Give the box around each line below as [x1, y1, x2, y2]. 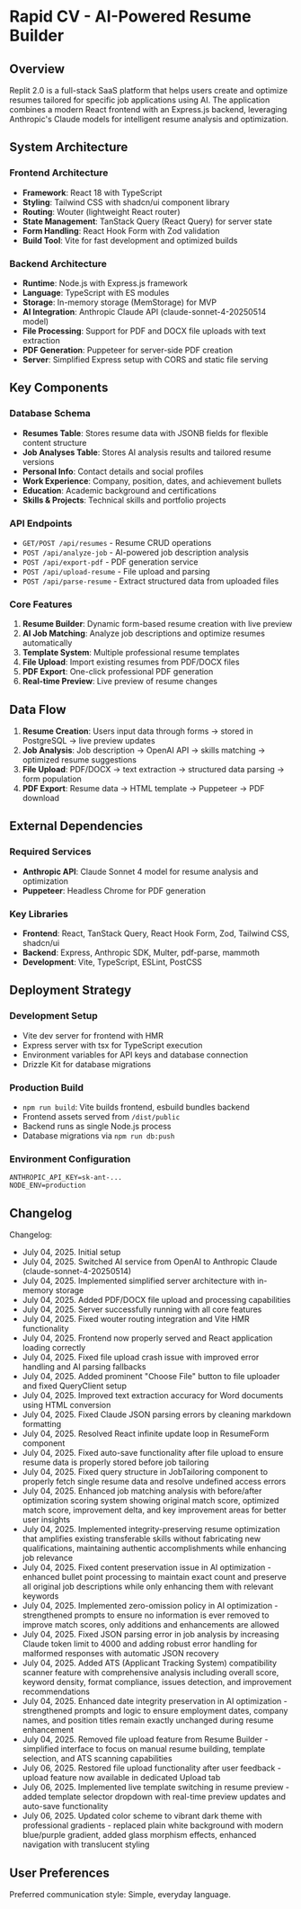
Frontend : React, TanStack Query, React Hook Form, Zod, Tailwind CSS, [22, 928, 290, 939]
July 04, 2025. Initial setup [22, 1247, 121, 1258]
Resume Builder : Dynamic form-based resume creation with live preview [22, 619, 293, 629]
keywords [22, 1591, 59, 1601]
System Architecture [9, 139, 128, 155]
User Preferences [9, 1865, 110, 1880]
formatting [22, 1419, 61, 1430]
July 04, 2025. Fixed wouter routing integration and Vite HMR [22, 1314, 250, 1325]
